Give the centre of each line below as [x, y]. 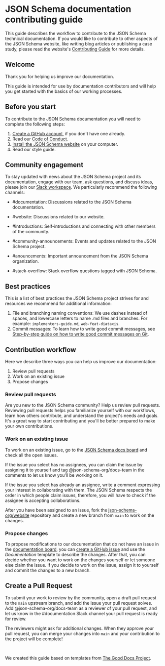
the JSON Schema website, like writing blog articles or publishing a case [79, 43]
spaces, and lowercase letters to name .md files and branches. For [80, 318]
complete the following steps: [35, 124]
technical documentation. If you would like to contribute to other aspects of [81, 39]
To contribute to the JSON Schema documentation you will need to [73, 119]
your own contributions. [29, 426]
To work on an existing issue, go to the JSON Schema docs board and [76, 450]
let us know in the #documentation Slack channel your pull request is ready [82, 613]
